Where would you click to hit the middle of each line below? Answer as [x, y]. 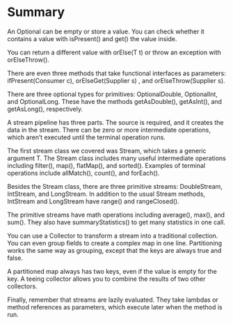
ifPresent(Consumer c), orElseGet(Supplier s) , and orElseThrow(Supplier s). [116, 80]
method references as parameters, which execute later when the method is [115, 307]
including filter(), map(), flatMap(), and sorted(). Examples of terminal [106, 165]
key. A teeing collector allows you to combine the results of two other [106, 279]
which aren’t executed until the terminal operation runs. [86, 137]
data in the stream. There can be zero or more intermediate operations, [109, 130]
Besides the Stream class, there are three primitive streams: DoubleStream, [115, 186]
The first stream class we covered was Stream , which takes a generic [107, 151]
